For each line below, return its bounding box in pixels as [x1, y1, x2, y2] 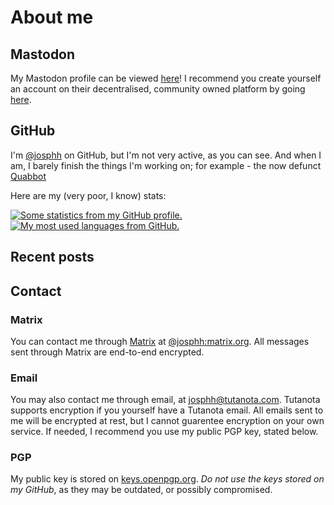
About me [10, 6, 94, 29]
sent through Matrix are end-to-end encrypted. [10, 346, 205, 358]
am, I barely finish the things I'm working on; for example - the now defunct [10, 159, 322, 171]
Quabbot [10, 170, 47, 182]
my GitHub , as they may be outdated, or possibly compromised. [10, 484, 273, 496]
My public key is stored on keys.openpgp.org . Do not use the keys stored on [10, 473, 325, 485]
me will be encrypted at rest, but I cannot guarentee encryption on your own [10, 415, 325, 427]
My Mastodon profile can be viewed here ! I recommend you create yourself [10, 72, 322, 84]
